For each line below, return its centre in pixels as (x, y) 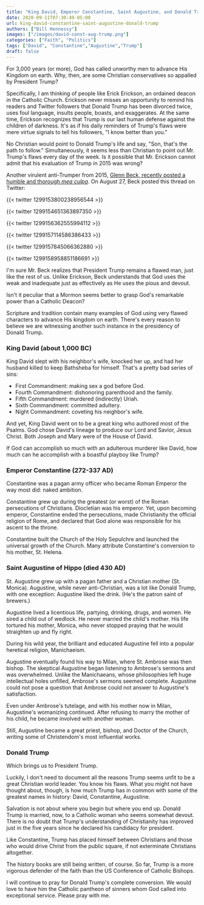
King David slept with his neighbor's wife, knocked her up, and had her (95, 361)
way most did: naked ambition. (45, 490)
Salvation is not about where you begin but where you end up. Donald (93, 808)
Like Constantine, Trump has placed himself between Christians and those (99, 839)
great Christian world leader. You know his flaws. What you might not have (100, 784)
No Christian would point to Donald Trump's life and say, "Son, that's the (97, 144)
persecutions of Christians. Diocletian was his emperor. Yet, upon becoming (101, 508)
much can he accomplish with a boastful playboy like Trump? (83, 455)
